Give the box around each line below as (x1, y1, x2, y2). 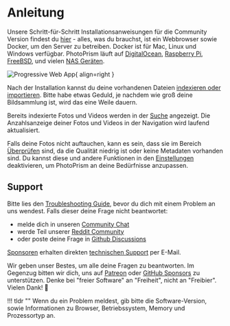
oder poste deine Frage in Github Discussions (16, 235, 146, 243)
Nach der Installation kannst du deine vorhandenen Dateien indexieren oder (7, 83, 221, 91)
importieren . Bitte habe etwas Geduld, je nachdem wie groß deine (7, 91, 194, 99)
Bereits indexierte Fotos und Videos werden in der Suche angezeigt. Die (7, 111, 211, 120)
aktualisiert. (7, 126, 41, 134)
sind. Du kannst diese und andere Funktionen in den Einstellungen (7, 153, 194, 162)
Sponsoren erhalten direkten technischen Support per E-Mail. (7, 248, 181, 256)
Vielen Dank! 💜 (7, 283, 49, 292)
